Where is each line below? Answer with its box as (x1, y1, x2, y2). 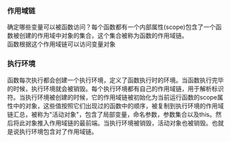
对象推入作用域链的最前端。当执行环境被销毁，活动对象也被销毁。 (25, 119, 212, 127)
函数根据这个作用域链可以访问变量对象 (7, 40, 115, 49)
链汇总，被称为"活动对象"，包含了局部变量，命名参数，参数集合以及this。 (7, 110, 216, 118)
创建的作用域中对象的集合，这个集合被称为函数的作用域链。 (19, 32, 188, 40)
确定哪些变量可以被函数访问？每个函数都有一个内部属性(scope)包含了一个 (7, 23, 216, 32)
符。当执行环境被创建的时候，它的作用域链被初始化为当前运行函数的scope (7, 93, 218, 101)
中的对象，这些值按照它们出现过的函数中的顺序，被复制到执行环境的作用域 (12, 102, 224, 110)
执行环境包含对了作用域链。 (19, 127, 98, 135)
